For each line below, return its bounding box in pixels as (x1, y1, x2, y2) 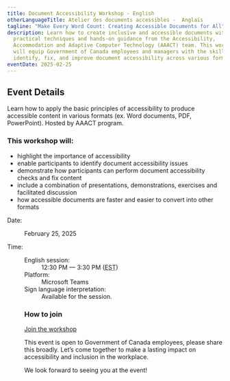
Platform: (24, 270, 50, 278)
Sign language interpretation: (24, 285, 106, 293)
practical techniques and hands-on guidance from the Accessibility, (13, 36, 216, 42)
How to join (24, 309, 63, 319)
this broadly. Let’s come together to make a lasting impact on (24, 345, 196, 354)
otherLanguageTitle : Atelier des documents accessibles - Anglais (7, 16, 204, 23)
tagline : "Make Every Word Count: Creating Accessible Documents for (7, 23, 210, 29)
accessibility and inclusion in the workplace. (24, 353, 149, 361)
